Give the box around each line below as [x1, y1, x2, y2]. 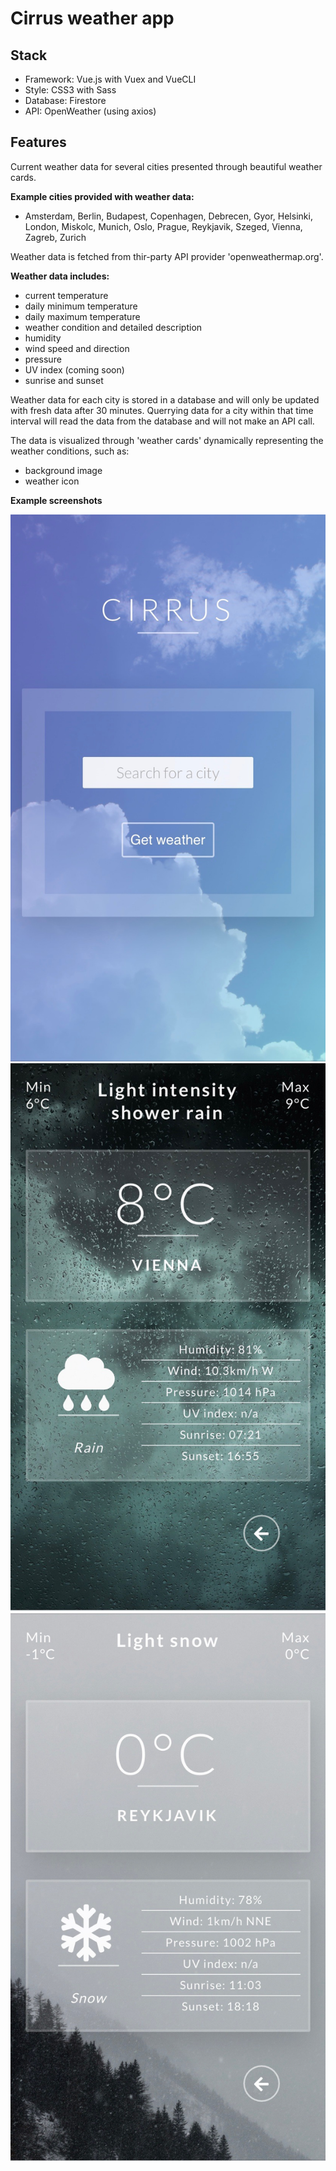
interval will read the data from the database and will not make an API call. [10, 415, 315, 427]
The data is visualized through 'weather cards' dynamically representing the [10, 434, 324, 446]
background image [24, 464, 103, 476]
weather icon [24, 475, 80, 487]
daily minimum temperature [24, 300, 138, 312]
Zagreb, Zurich [24, 231, 87, 243]
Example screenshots [10, 494, 103, 506]
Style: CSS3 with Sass [24, 84, 117, 96]
